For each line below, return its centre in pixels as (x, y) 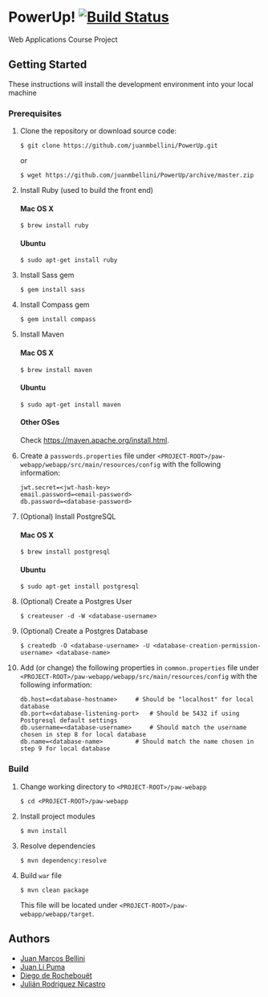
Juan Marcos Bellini (53, 958)
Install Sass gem (47, 275)
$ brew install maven (56, 370)
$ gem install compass (58, 320)
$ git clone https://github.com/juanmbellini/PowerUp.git (119, 146)
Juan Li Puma (43, 966)
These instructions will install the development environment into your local (131, 84)
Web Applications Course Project (63, 39)
